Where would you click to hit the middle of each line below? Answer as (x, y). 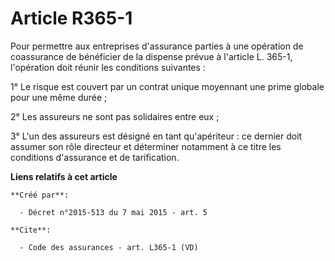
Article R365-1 (71, 18)
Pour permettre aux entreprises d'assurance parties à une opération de (157, 46)
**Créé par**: (40, 195)
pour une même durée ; (59, 97)
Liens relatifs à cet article (64, 176)
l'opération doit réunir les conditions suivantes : (108, 67)
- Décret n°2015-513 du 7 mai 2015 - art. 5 (113, 212)
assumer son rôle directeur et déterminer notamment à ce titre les (146, 146)
